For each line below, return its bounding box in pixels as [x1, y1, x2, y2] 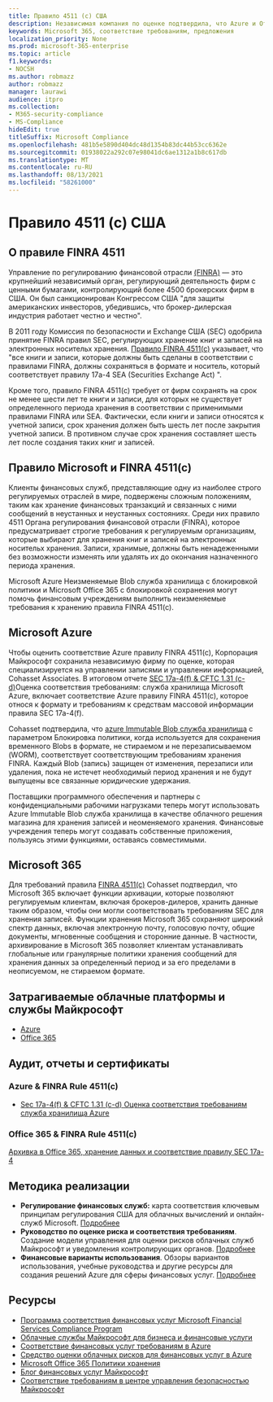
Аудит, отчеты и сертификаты [8, 1056, 170, 1071]
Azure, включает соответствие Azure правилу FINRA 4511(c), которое [8, 690, 249, 700]
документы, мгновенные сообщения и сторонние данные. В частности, [8, 931, 258, 941]
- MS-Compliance [8, 118, 63, 126]
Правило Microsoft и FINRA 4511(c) [8, 461, 193, 475]
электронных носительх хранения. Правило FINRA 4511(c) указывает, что [8, 344, 264, 353]
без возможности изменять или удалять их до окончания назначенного [8, 551, 258, 562]
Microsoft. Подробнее [44, 1218, 120, 1228]
